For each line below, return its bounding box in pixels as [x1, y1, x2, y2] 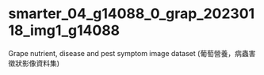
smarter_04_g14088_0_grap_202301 [8, 5, 255, 23]
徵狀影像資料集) [8, 58, 60, 68]
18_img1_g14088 [8, 21, 121, 39]
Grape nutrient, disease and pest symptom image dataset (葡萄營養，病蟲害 [8, 48, 256, 58]
